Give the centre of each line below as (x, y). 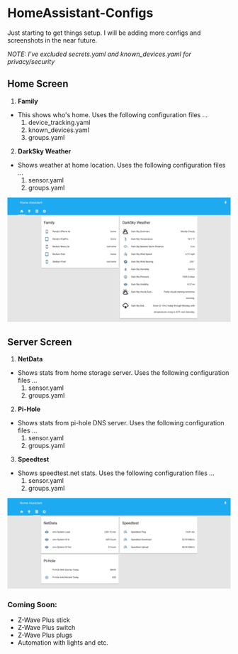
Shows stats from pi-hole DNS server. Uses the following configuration (121, 423)
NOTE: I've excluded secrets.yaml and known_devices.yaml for (99, 54)
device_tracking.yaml (59, 122)
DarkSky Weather (44, 151)
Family (28, 101)
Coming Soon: (33, 604)
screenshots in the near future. (52, 40)
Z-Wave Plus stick (44, 620)
